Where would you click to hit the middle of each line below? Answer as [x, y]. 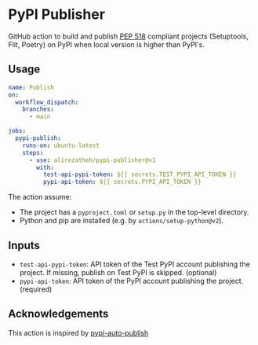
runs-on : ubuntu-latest [61, 145]
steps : [33, 152]
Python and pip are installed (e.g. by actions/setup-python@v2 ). [122, 221]
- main [40, 117]
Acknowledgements [58, 314]
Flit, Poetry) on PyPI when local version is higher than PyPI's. [107, 44]
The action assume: [40, 197]
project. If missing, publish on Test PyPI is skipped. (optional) [118, 272]
